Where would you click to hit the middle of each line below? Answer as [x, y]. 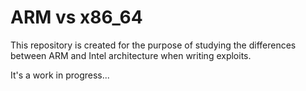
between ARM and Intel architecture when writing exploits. [131, 55]
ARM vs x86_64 [76, 17]
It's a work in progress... [60, 75]
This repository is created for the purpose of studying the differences [153, 45]
